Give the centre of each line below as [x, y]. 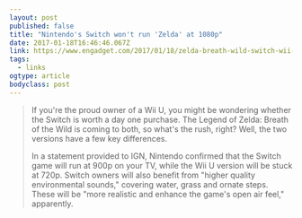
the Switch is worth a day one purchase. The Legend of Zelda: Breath [160, 119]
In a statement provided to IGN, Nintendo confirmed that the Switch [156, 156]
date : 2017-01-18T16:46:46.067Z [70, 43]
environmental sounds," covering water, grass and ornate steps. [150, 184]
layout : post [34, 17]
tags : [19, 59]
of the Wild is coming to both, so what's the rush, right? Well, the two [159, 129]
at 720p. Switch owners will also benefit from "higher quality [143, 175]
